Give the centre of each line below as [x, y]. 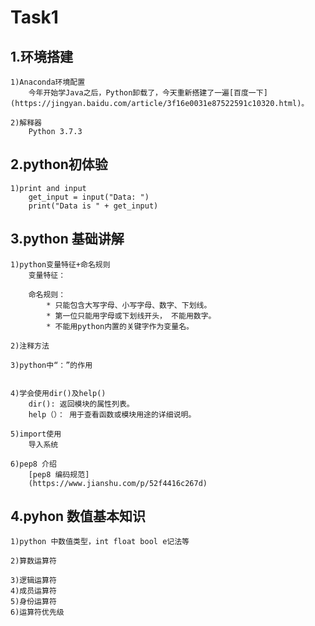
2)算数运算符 [33, 561]
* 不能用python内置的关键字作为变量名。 [120, 326]
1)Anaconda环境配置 [48, 82]
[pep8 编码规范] [59, 474]
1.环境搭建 [42, 56]
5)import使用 [36, 434]
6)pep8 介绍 [33, 464]
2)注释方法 [30, 346]
